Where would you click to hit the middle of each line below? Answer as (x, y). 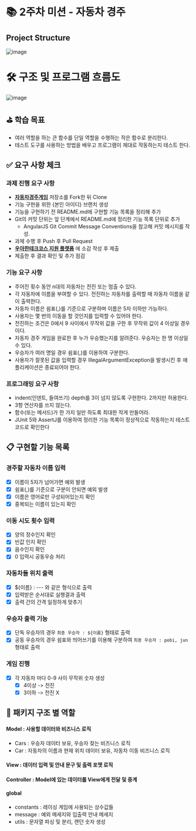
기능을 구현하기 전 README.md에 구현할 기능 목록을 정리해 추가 (88, 212)
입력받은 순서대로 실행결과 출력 (50, 594)
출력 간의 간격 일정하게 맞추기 (48, 602)
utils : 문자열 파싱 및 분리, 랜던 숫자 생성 (60, 822)
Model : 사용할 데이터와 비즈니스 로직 (49, 729)
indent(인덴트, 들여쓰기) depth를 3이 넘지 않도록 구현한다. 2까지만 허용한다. (102, 398)
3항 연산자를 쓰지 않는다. (43, 405)
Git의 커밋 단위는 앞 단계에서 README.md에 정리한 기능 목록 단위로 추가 (97, 219)
